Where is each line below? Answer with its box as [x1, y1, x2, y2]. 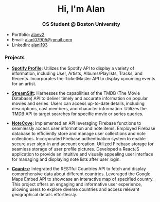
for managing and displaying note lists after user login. [11, 156, 121, 162]
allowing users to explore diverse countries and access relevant [11, 186, 140, 192]
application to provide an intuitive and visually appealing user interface [11, 151, 154, 157]
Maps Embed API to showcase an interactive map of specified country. [11, 176, 154, 182]
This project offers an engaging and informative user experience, [11, 181, 142, 187]
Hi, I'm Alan [57, 3, 105, 15]
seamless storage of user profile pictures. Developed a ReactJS [11, 146, 140, 151]
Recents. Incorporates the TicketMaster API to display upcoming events [11, 75, 156, 81]
